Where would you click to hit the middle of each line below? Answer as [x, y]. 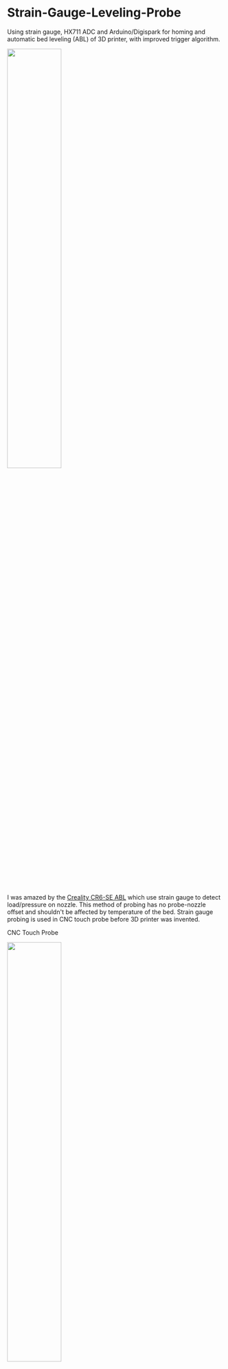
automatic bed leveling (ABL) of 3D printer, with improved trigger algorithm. [114, 39]
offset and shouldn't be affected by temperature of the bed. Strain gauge [110, 912]
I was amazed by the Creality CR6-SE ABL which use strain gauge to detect [114, 897]
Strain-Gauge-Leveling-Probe [94, 13]
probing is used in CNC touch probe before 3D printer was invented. [104, 919]
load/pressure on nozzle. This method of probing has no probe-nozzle [106, 904]
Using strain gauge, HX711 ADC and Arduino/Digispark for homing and [106, 32]
